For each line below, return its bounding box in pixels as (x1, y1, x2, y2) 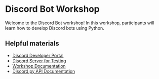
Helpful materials (5, 39, 59, 48)
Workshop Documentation (12, 63, 66, 69)
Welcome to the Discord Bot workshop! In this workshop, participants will (5, 20, 154, 26)
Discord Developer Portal (12, 52, 64, 58)
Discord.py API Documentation (12, 68, 75, 74)
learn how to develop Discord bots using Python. (5, 25, 105, 31)
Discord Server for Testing (12, 58, 66, 64)
